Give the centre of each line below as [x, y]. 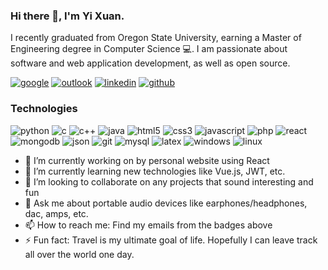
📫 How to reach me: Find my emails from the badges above [148, 225]
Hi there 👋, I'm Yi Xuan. [67, 16]
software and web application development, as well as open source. [150, 63]
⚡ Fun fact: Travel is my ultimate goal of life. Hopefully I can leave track [171, 240]
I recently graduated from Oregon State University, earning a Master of [156, 38]
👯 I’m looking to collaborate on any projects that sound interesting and [169, 181]
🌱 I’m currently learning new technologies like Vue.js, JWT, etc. [155, 171]
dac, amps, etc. [56, 213]
